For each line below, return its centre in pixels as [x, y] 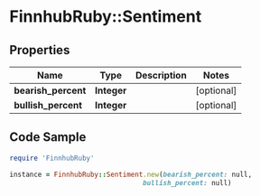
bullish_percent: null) [187, 182]
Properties [40, 50]
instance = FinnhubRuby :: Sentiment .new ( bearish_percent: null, [131, 174]
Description [161, 75]
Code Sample [48, 137]
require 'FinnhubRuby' [52, 158]
